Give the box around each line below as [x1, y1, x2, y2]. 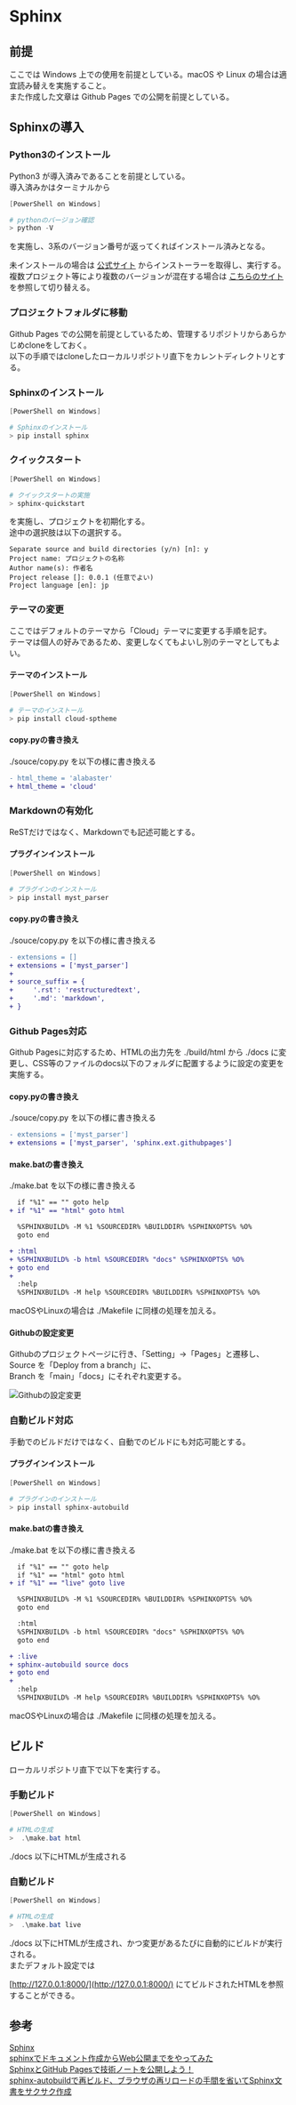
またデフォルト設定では [9, 1959, 95, 1971]
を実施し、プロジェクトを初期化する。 [9, 516, 149, 526]
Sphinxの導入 [9, 120, 84, 135]
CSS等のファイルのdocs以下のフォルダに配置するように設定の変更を [32, 1058, 284, 1069]
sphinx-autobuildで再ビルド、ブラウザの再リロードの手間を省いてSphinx [9, 2075, 276, 2086]
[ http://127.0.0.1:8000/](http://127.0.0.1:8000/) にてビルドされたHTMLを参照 [9, 1979, 284, 1989]
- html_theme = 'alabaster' [9, 774, 114, 783]
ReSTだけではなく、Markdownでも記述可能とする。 [9, 826, 200, 837]
